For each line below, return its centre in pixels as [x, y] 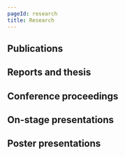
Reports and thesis [49, 72]
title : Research [31, 20]
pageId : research [32, 14]
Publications [35, 49]
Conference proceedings [63, 96]
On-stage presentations [60, 120]
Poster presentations [54, 144]
